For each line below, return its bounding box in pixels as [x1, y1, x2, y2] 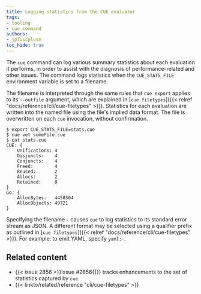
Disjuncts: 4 [17, 152, 58, 159]
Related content [6, 253, 67, 263]
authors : [6, 31, 28, 37]
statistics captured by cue [14, 274, 79, 282]
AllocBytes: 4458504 [17, 194, 74, 201]
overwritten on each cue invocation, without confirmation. [6, 115, 148, 122]
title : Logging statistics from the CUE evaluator [6, 8, 136, 15]
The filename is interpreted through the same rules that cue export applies [6, 89, 190, 97]
